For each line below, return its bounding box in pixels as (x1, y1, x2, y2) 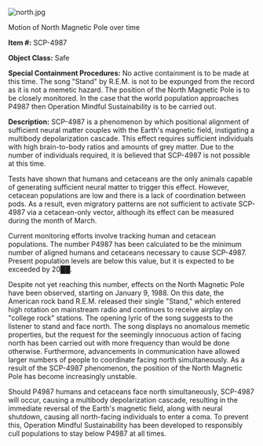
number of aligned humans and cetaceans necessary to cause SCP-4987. (8, 248, 247, 257)
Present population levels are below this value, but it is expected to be (8, 256, 235, 265)
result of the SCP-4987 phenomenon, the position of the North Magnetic (8, 363, 243, 373)
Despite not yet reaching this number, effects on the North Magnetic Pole (8, 280, 245, 289)
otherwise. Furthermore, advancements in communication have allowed (8, 347, 240, 356)
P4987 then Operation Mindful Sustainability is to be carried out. (8, 102, 217, 111)
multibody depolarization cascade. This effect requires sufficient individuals (8, 134, 254, 143)
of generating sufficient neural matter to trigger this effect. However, (8, 182, 229, 192)
